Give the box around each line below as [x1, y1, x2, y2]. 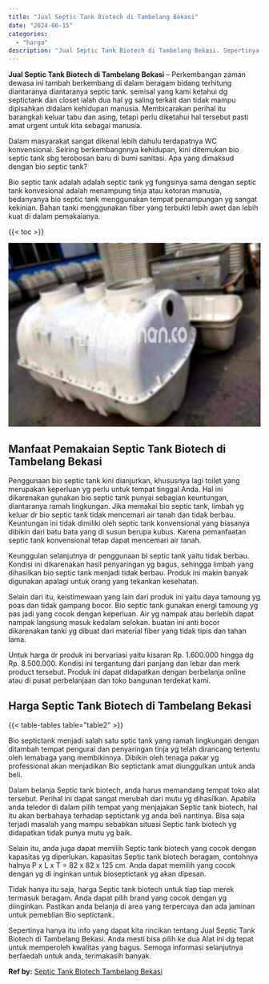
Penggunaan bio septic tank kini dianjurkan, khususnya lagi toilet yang [8, 476, 240, 486]
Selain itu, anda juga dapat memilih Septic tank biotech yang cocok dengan [8, 844, 257, 853]
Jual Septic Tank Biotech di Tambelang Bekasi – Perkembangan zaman [8, 70, 247, 79]
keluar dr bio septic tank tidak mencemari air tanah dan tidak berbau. [8, 510, 236, 520]
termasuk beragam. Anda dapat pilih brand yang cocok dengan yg [8, 893, 227, 903]
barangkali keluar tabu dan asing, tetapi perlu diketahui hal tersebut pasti [8, 112, 249, 122]
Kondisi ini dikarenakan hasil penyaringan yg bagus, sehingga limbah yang [8, 559, 254, 569]
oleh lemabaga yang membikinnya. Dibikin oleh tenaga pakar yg [8, 753, 219, 763]
